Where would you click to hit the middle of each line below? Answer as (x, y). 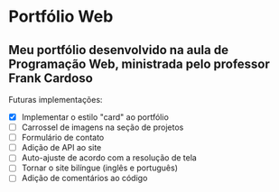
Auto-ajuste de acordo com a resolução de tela (109, 158)
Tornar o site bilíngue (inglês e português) (99, 168)
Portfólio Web (61, 17)
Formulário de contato (63, 138)
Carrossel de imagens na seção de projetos (102, 127)
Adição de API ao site (61, 148)
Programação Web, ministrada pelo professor (139, 64)
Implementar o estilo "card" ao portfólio (95, 117)
